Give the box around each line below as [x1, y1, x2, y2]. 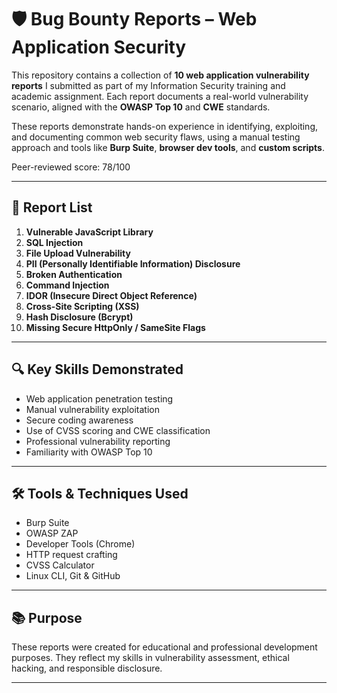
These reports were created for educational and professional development [11, 641, 318, 653]
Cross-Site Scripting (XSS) [25, 300, 140, 312]
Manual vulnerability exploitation [25, 403, 160, 415]
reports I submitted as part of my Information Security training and [11, 79, 286, 91]
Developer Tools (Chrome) [25, 538, 136, 550]
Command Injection [25, 279, 110, 291]
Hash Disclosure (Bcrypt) [25, 311, 134, 323]
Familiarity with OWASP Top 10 [25, 446, 153, 458]
